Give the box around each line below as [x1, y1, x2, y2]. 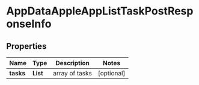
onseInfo [6, 17, 52, 31]
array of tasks [53, 69, 92, 77]
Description [55, 59, 90, 67]
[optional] [97, 69, 126, 77]
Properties [6, 41, 47, 51]
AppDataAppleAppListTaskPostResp [6, 4, 194, 18]
